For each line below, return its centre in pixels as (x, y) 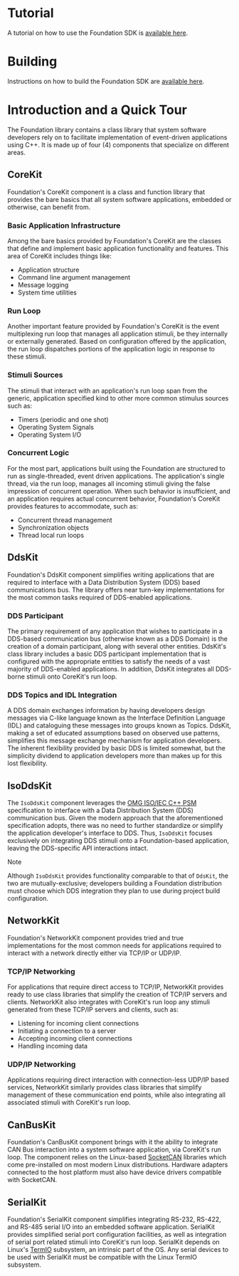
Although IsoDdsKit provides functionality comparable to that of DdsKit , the (118, 876)
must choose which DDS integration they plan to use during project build (114, 891)
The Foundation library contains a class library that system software (107, 129)
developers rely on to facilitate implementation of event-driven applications (117, 137)
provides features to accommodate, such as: (73, 506)
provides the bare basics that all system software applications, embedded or (119, 199)
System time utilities (47, 292)
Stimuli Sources (35, 375)
